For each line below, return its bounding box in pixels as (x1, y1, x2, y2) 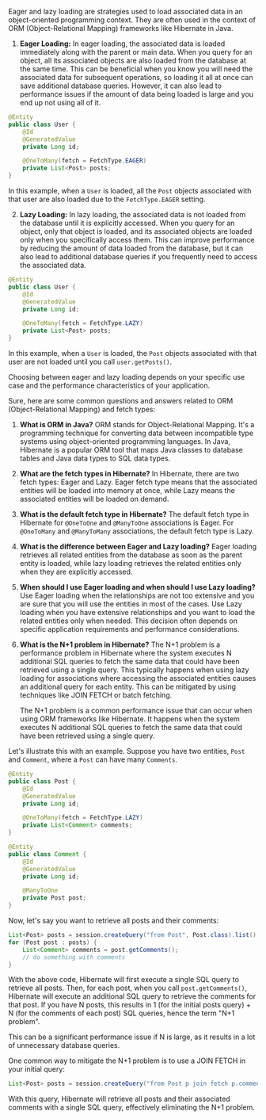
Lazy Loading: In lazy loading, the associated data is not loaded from (19, 210, 246, 219)
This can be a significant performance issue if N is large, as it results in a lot (8, 1032, 256, 1042)
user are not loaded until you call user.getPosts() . (8, 357, 173, 366)
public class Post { (8, 777, 77, 786)
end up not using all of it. (19, 98, 101, 107)
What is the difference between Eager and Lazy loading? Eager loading (19, 542, 257, 551)
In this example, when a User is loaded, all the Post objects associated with (8, 186, 252, 195)
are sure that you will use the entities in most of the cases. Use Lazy (19, 599, 243, 609)
